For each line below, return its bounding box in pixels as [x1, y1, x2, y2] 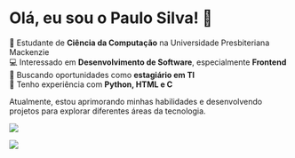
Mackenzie [9, 46, 50, 57]
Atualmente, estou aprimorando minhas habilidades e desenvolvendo [9, 96, 263, 107]
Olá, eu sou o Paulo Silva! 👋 [9, 8, 213, 28]
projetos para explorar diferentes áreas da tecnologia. [9, 106, 206, 116]
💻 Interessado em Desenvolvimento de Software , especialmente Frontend [9, 57, 287, 67]
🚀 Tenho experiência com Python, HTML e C [9, 79, 173, 90]
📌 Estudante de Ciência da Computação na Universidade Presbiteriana [9, 37, 270, 48]
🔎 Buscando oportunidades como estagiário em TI [9, 69, 195, 80]
